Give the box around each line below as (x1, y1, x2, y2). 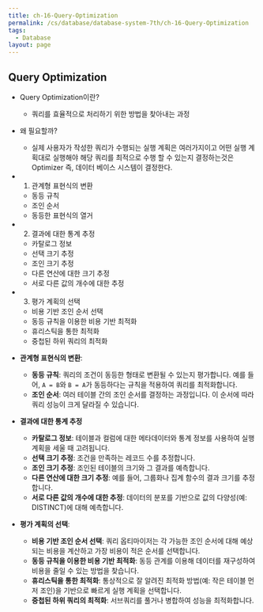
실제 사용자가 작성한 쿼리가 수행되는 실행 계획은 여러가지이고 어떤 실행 (31, 143, 247, 152)
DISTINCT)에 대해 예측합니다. (31, 502, 124, 511)
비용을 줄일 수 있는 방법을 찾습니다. (31, 565, 140, 575)
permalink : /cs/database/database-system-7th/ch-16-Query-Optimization (8, 19, 249, 27)
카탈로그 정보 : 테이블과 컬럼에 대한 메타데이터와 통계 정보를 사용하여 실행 (31, 433, 255, 443)
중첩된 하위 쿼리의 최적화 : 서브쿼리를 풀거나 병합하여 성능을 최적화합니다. (31, 595, 254, 605)
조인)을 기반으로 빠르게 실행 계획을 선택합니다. (39, 585, 182, 595)
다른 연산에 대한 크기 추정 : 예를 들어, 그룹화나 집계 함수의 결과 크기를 (31, 473, 241, 482)
